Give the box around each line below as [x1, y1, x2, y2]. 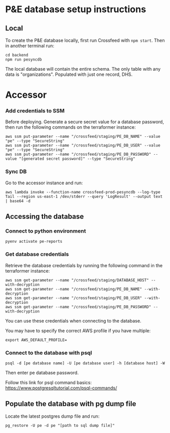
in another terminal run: [5, 43, 54, 49]
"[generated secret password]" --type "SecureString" [18, 156, 136, 161]
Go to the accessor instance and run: [5, 180, 83, 186]
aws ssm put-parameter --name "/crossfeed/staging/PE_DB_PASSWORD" [5, 152, 152, 157]
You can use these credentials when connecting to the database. [5, 317, 141, 324]
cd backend [5, 52, 29, 57]
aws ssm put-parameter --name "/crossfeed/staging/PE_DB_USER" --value [5, 143, 160, 148]
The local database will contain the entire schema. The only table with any [5, 66, 161, 72]
